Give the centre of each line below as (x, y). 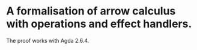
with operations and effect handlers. (99, 24)
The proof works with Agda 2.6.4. (48, 40)
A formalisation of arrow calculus (91, 11)
